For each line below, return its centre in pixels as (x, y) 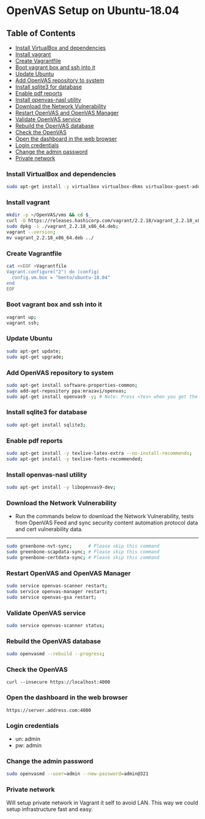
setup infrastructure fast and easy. (50, 809)
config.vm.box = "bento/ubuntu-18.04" (61, 277)
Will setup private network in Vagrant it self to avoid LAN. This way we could (102, 803)
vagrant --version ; (31, 232)
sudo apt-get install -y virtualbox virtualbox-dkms (75, 187)
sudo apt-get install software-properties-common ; (72, 385)
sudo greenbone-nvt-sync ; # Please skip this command (83, 546)
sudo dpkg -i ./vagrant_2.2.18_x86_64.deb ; (63, 227)
